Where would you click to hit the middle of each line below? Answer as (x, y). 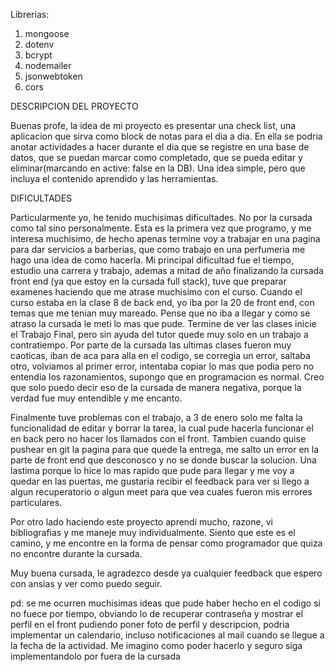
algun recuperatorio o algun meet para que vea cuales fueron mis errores (161, 492)
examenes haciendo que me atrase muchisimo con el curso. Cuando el (156, 292)
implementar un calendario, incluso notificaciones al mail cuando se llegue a (167, 635)
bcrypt (38, 55)
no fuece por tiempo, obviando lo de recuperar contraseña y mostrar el (157, 613)
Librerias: (30, 14)
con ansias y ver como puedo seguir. (86, 583)
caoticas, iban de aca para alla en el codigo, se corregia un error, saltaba (160, 355)
